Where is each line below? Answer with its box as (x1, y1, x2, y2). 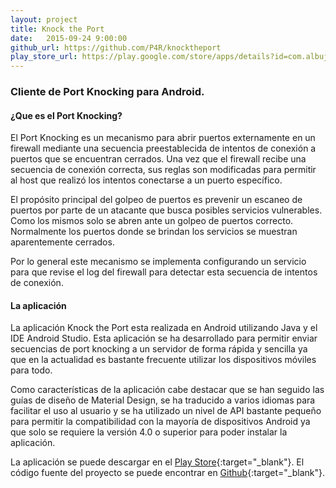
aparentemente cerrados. (10, 236, 115, 248)
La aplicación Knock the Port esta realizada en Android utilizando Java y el (10, 322, 318, 334)
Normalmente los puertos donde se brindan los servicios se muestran (10, 226, 298, 238)
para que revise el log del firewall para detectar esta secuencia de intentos (10, 266, 318, 278)
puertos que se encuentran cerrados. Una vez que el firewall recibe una (10, 153, 307, 165)
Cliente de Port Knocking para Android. (10, 85, 205, 99)
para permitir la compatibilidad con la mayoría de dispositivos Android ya (10, 416, 311, 428)
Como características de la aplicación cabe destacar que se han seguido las (10, 384, 325, 396)
